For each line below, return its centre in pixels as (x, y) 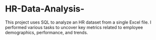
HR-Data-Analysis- (45, 9)
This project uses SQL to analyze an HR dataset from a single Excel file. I (78, 22)
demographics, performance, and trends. (46, 32)
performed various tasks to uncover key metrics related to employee (74, 27)
